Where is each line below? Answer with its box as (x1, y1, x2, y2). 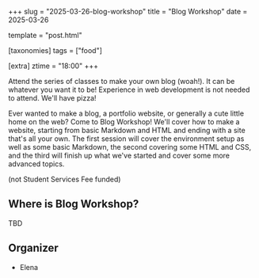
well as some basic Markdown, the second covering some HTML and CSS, (8, 143, 252, 151)
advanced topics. (8, 159, 65, 169)
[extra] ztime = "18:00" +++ (8, 61, 99, 70)
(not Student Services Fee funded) (8, 174, 121, 184)
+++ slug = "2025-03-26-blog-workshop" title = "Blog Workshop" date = (8, 7, 248, 16)
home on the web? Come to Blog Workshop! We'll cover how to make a (8, 117, 240, 126)
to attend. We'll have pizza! (8, 93, 97, 102)
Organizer (8, 242, 59, 255)
